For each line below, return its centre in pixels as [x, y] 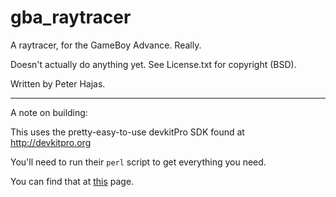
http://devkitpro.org [51, 142]
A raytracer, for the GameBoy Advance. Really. [106, 45]
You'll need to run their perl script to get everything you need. [138, 162]
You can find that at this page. [72, 181]
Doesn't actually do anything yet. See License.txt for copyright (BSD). [153, 64]
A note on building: [49, 112]
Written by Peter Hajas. [58, 83]
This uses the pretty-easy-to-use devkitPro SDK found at [127, 132]
